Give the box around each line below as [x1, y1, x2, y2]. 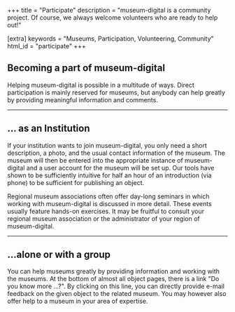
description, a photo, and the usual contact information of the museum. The [7, 149, 225, 157]
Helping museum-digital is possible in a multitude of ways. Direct [7, 81, 194, 89]
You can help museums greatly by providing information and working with [7, 267, 220, 276]
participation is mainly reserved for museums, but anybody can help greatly [7, 88, 226, 97]
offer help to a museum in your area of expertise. [7, 297, 148, 306]
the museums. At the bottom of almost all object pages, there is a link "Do [7, 275, 220, 283]
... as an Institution [7, 123, 90, 135]
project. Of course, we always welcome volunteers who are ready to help [7, 13, 218, 22]
